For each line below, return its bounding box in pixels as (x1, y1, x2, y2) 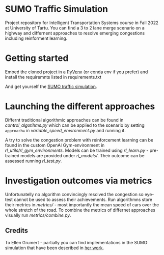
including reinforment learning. (5, 35, 68, 41)
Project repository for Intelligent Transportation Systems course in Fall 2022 (5, 20, 159, 26)
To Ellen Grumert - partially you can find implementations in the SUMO (5, 239, 148, 245)
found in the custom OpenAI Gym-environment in (5, 142, 105, 148)
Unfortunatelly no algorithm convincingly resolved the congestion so (5, 191, 144, 197)
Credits (5, 227, 28, 235)
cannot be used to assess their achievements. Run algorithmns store (14, 197, 153, 202)
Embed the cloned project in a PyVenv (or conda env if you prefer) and (5, 69, 148, 75)
